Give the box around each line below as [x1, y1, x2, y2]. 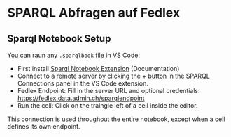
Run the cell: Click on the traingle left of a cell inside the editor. [17, 102, 198, 109]
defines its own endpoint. [7, 122, 80, 130]
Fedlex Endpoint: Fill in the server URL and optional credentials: [17, 87, 201, 95]
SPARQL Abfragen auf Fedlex [7, 5, 181, 21]
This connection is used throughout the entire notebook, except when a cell [7, 115, 225, 123]
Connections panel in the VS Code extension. [17, 79, 148, 88]
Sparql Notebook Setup [7, 33, 111, 45]
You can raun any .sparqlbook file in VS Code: [7, 51, 140, 59]
